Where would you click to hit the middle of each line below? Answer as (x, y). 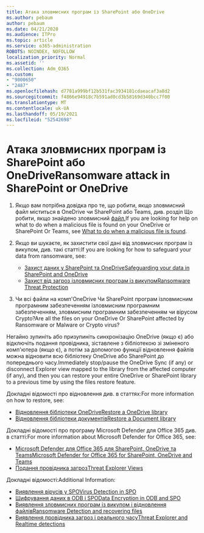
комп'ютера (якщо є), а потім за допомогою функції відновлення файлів (100, 350)
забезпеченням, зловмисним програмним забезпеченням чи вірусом (106, 312)
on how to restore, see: (35, 400)
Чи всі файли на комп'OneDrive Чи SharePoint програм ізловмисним (104, 299)
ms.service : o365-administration (49, 46)
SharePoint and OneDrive (56, 274)
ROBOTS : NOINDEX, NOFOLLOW (40, 52)
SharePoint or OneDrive (67, 189)
